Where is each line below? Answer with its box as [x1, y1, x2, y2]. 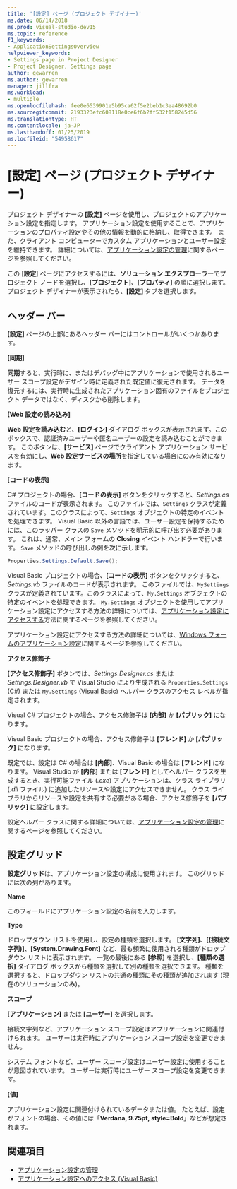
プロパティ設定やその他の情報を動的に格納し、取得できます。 [37, 227, 217, 237]
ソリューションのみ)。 [19, 979, 84, 988]
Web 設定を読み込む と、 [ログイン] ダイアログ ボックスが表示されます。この [7, 425, 228, 433]
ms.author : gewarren [7, 76, 68, 83]
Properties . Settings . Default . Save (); [7, 557, 119, 564]
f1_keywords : [7, 37, 46, 44]
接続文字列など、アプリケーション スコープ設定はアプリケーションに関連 [7, 1024, 219, 1033]
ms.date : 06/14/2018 [7, 17, 68, 24]
